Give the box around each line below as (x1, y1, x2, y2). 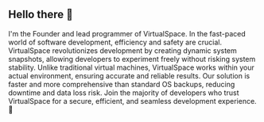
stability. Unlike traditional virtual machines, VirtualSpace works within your (8, 63, 254, 72)
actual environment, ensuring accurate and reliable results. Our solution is (8, 71, 250, 80)
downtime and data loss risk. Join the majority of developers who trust (8, 88, 239, 97)
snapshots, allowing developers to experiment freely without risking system (8, 54, 256, 63)
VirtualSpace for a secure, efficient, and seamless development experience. (8, 96, 257, 105)
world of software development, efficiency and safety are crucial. (8, 37, 223, 47)
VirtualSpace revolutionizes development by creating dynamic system (8, 45, 237, 55)
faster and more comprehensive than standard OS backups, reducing (8, 79, 235, 89)
